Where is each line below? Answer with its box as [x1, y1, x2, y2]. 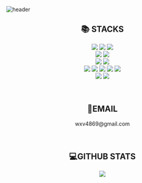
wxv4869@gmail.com [75, 120, 130, 127]
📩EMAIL [87, 104, 118, 114]
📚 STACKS [81, 24, 124, 35]
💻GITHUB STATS [69, 151, 136, 162]
